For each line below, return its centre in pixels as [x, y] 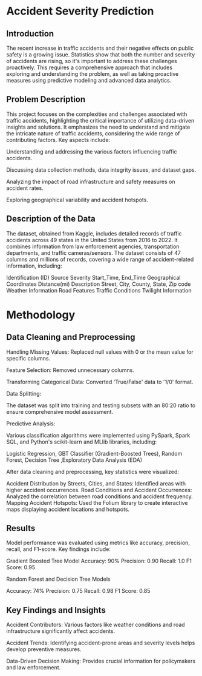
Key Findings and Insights [56, 610]
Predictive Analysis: [31, 424]
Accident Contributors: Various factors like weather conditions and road [96, 625]
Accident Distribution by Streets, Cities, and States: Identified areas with [96, 483]
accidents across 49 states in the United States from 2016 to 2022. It [92, 240]
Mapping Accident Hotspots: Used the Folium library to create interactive [97, 502]
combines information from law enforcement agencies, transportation [93, 246]
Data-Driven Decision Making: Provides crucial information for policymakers [101, 661]
